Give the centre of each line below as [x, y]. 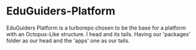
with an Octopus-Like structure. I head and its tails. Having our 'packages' [98, 34]
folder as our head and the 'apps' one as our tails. [68, 40]
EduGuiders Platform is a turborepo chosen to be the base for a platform [96, 28]
